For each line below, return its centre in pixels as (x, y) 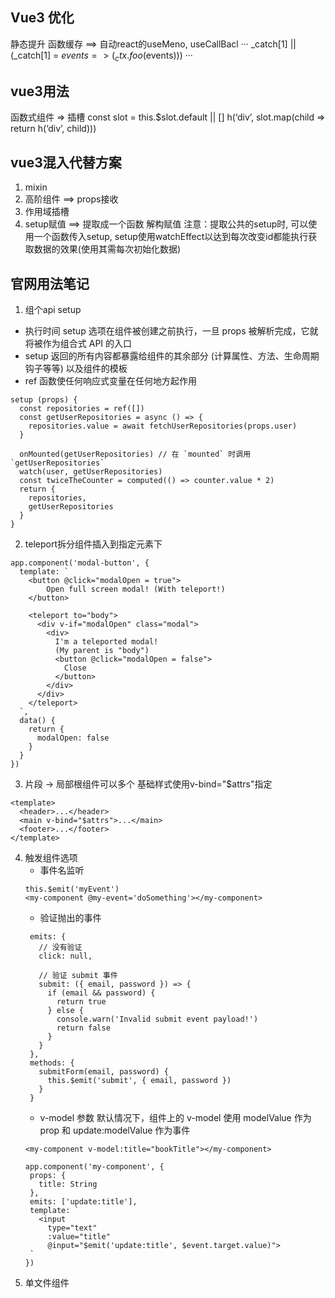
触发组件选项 (51, 858)
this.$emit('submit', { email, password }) (139, 1081)
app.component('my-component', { (94, 1167)
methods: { (52, 1063)
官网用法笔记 (50, 283)
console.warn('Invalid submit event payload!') (157, 1019)
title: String (68, 1184)
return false (83, 1028)
